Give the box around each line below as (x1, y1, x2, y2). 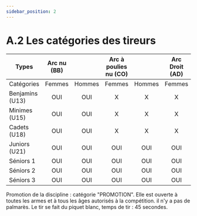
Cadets (9, 123, 29, 131)
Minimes (9, 106, 33, 114)
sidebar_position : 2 (6, 8, 57, 15)
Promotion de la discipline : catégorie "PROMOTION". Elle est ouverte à (6, 191, 178, 198)
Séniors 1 (9, 157, 36, 165)
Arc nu (47, 59, 67, 67)
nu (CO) (105, 70, 128, 78)
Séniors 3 (9, 176, 36, 184)
